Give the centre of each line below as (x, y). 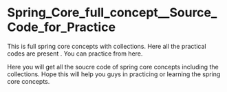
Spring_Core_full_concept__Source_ (112, 13)
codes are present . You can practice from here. (75, 54)
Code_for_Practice (61, 27)
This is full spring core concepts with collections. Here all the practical (107, 46)
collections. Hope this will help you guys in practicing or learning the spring (114, 74)
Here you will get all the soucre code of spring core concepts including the (113, 67)
